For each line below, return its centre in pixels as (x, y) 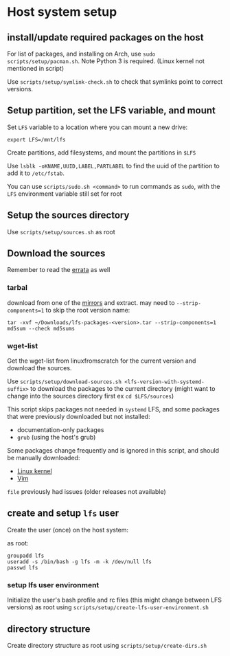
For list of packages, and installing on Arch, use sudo (81, 54)
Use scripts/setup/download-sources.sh (65, 381)
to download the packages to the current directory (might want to (123, 389)
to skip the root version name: (88, 310)
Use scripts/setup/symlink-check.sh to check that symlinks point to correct (115, 82)
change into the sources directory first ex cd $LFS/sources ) (91, 396)
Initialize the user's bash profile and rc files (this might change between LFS (114, 600)
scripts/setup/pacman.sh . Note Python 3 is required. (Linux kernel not (106, 61)
